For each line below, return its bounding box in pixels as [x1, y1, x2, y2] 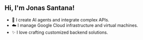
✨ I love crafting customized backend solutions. [11, 29, 108, 35]
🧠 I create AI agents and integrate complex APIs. [11, 17, 110, 22]
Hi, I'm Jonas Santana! [4, 4, 75, 12]
